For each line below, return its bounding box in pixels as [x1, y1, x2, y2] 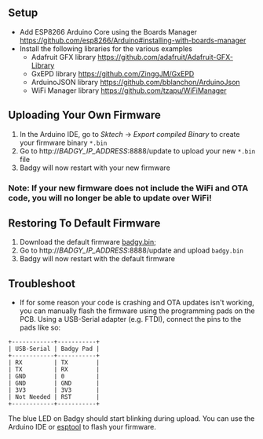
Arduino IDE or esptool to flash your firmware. [8, 422, 157, 432]
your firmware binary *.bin [19, 138, 108, 147]
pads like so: [19, 323, 61, 333]
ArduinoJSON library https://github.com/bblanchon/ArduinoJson [31, 77, 241, 87]
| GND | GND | [8, 379, 100, 388]
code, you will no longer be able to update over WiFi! [8, 192, 212, 203]
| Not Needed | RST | [8, 393, 100, 401]
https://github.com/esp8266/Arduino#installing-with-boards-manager [19, 35, 247, 45]
